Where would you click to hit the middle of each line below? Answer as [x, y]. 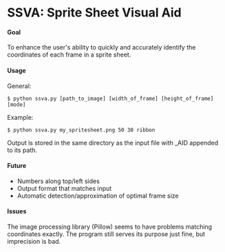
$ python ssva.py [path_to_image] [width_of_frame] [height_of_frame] [110, 98]
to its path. [22, 150]
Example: [20, 117]
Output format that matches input [64, 188]
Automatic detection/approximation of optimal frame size [98, 196]
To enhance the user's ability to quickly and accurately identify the [101, 48]
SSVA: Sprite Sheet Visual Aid [94, 13]
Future [17, 166]
